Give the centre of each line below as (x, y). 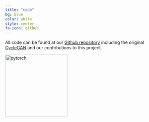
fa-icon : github (22, 28)
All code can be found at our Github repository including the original (75, 42)
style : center (20, 24)
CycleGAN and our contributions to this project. (54, 48)
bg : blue (14, 14)
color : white (19, 19)
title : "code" (20, 10)
